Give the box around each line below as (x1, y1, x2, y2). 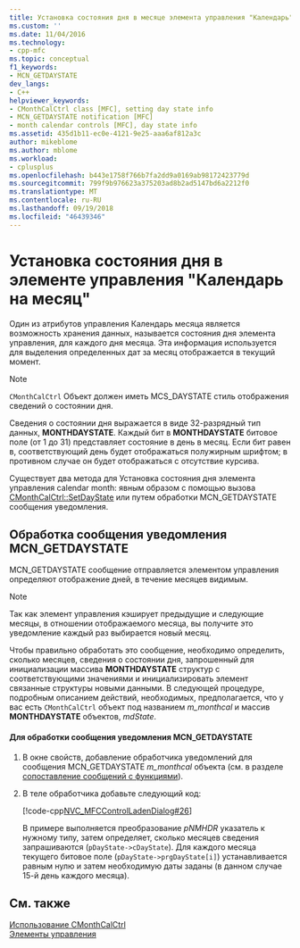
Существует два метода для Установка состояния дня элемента (9, 472, 256, 483)
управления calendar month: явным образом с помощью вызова (9, 482, 256, 493)
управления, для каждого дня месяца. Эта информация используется (9, 337, 277, 348)
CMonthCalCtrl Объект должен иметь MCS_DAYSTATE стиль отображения (9, 390, 289, 402)
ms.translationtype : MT (9, 187, 98, 196)
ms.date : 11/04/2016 (9, 29, 87, 38)
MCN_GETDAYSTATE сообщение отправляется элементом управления (9, 564, 279, 576)
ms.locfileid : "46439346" (9, 212, 105, 221)
